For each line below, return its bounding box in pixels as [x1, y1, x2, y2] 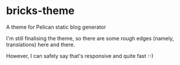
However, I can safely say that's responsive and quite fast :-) [6, 52, 153, 59]
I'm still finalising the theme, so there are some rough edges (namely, [6, 35, 174, 42]
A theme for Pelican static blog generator [6, 23, 106, 30]
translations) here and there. [6, 41, 76, 48]
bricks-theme [6, 4, 75, 18]
